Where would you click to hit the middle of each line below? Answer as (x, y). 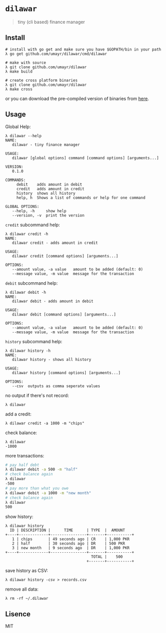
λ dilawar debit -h (26, 292)
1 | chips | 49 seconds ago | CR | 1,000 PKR (71, 539)
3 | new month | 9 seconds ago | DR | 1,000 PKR (71, 548)
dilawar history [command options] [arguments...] (66, 373)
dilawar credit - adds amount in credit (55, 243)
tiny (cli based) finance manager (51, 22)
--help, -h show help (39, 211)
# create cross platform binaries (42, 80)
